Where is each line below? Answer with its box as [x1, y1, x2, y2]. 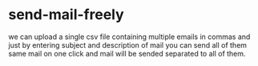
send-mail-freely [8, 6, 124, 24]
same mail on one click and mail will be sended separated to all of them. [8, 49, 246, 58]
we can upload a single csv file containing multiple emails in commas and [8, 32, 251, 41]
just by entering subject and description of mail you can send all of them [8, 40, 247, 49]
